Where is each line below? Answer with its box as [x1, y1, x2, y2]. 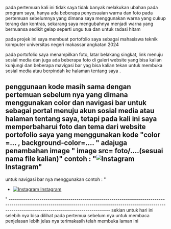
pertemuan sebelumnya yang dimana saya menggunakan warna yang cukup [5, 15, 166, 21]
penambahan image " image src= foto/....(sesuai [5, 147, 163, 155]
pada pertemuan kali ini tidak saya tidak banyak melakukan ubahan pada [5, 5, 158, 10]
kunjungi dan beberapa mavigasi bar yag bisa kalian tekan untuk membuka [5, 63, 163, 68]
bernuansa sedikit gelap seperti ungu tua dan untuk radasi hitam [5, 26, 141, 32]
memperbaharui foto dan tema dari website [5, 122, 146, 131]
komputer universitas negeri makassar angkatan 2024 [5, 41, 119, 48]
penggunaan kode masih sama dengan [5, 82, 131, 91]
